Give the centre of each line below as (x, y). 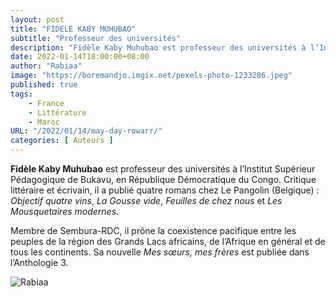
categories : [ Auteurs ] (62, 141)
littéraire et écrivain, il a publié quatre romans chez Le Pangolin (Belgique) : (165, 190)
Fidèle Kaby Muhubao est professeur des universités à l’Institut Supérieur (163, 169)
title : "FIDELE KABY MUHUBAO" (73, 29)
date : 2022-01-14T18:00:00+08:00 (80, 57)
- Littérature (57, 112)
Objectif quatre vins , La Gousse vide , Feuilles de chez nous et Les (146, 200)
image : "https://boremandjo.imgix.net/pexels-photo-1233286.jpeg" (151, 76)
